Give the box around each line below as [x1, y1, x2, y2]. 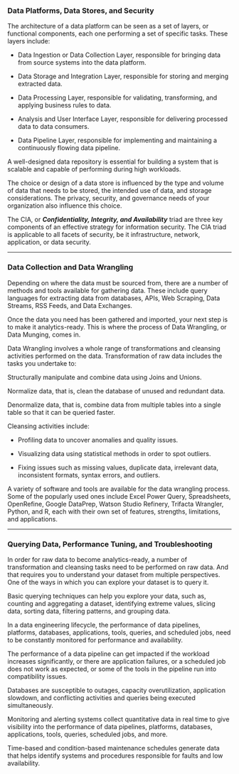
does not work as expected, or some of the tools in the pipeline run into [7, 664, 217, 673]
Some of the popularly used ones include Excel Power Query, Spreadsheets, [7, 492, 231, 500]
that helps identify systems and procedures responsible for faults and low [7, 751, 223, 760]
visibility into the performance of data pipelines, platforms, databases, [7, 722, 213, 731]
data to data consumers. [17, 122, 90, 131]
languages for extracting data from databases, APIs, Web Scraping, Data [7, 294, 221, 302]
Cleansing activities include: [7, 422, 90, 430]
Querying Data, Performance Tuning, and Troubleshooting [7, 539, 213, 549]
